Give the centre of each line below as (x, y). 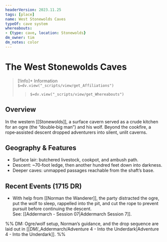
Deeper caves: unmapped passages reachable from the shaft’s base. (83, 171)
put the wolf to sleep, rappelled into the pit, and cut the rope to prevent (85, 204)
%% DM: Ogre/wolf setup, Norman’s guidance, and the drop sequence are (82, 224)
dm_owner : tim (20, 38)
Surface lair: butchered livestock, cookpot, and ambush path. (75, 160)
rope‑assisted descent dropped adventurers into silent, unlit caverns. (76, 132)
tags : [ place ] (20, 14)
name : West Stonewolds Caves (35, 19)
